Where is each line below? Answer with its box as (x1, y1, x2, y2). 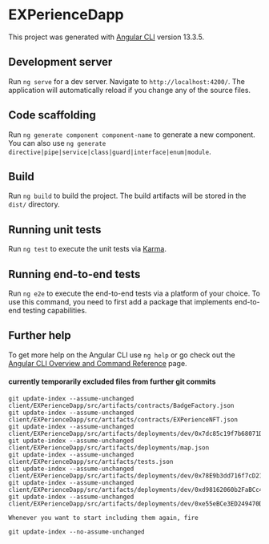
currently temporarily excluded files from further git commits (8, 377, 216, 386)
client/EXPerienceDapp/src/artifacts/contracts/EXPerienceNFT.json (8, 416, 239, 424)
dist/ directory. (8, 199, 60, 209)
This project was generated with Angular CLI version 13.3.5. (8, 32, 205, 42)
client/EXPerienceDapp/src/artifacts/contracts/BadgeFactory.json (8, 402, 235, 410)
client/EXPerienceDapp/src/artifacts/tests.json (8, 458, 174, 466)
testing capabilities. (22, 306, 87, 315)
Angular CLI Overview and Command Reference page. (8, 358, 187, 368)
